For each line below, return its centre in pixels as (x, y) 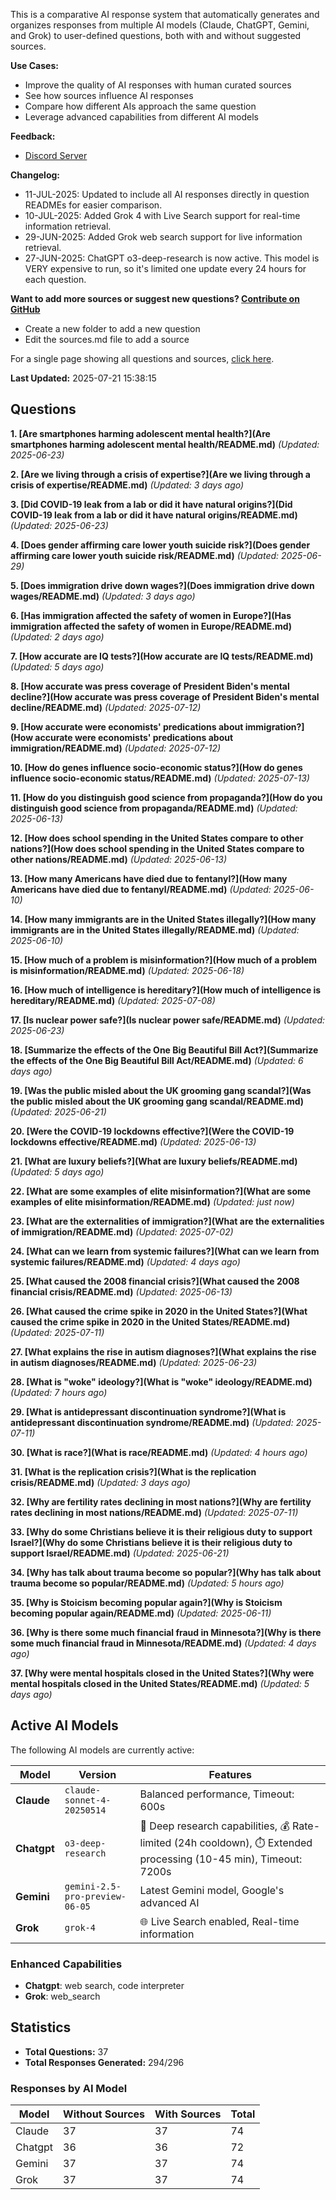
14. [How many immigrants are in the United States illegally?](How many (163, 919)
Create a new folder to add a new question (112, 328)
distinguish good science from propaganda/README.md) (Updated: (154, 808)
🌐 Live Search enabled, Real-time (219, 1921)
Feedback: (33, 136)
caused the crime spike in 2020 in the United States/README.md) (150, 1321)
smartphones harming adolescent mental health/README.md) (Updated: (165, 444)
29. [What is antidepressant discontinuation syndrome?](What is (148, 1411)
